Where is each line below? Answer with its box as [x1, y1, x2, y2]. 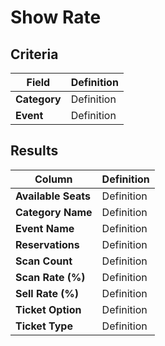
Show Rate [10, 6, 102, 29]
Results [10, 142, 59, 160]
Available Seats [15, 189, 91, 203]
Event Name [15, 221, 75, 235]
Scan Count [15, 254, 73, 268]
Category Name [15, 205, 93, 219]
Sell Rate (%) [15, 286, 79, 300]
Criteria [10, 46, 59, 63]
